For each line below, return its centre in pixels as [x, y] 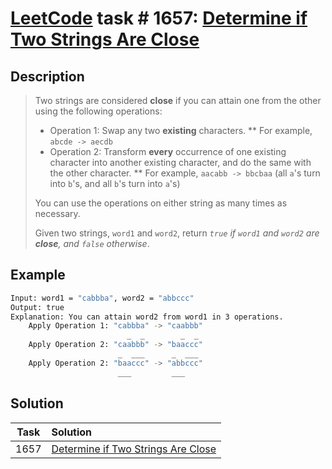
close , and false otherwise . [92, 243]
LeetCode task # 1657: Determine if [159, 18]
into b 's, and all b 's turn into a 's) [115, 183]
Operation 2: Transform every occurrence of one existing [168, 151]
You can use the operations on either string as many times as [161, 203]
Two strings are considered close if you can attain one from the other [178, 100]
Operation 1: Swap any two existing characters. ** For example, [181, 130]
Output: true [37, 307]
